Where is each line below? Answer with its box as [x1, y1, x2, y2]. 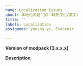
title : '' [5, 17, 26, 22]
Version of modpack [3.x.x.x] [5, 45, 69, 51]
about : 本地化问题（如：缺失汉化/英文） [5, 12, 80, 17]
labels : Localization [5, 21, 51, 27]
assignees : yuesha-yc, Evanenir [5, 27, 74, 32]
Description [5, 55, 31, 61]
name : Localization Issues [5, 7, 63, 13]
